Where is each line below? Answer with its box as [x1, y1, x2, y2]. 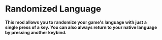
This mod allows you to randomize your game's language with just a [5, 19, 147, 25]
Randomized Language [5, 3, 101, 14]
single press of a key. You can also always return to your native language [5, 24, 158, 30]
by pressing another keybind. [5, 29, 67, 35]
